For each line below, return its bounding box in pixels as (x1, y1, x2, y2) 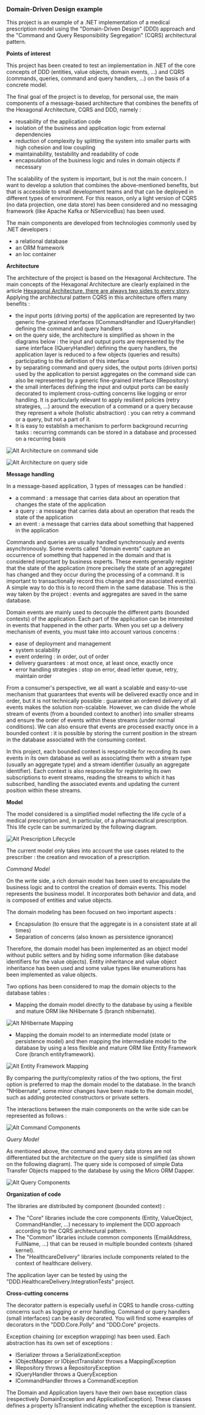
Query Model (6, 1136, 40, 1143)
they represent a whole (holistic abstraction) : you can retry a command (15, 409, 196, 417)
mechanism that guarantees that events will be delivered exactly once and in (6, 691, 199, 698)
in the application (15, 527, 59, 534)
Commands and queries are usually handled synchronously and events (6, 539, 185, 546)
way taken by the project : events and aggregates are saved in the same (6, 591, 187, 598)
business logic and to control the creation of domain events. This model (6, 884, 187, 891)
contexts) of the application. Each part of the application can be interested (6, 615, 193, 622)
